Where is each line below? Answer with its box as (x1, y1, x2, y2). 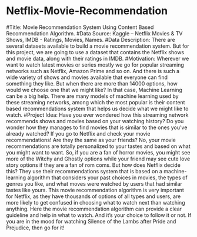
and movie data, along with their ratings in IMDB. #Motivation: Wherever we (6, 55, 189, 62)
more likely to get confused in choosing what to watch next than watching (6, 199, 185, 206)
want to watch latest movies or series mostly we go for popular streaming (6, 61, 184, 68)
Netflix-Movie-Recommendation (6, 4, 168, 18)
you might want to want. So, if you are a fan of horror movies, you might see (6, 149, 191, 156)
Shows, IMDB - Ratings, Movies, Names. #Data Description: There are (6, 36, 175, 43)
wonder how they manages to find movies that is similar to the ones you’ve (6, 124, 188, 131)
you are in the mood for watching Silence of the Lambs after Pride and (6, 218, 176, 225)
